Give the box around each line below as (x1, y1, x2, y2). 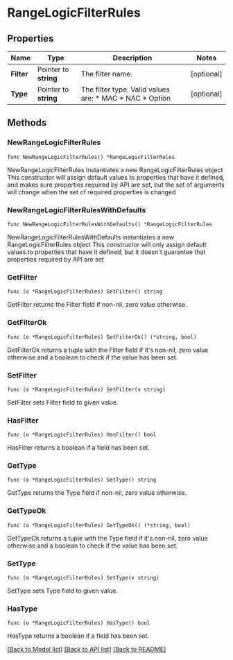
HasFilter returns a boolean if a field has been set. (7, 443, 150, 452)
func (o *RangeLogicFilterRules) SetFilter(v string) (7, 386, 166, 393)
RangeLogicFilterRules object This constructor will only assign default (7, 240, 207, 248)
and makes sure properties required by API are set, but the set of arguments (7, 180, 225, 189)
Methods (7, 117, 47, 129)
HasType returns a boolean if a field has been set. (7, 632, 150, 640)
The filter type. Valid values (80, 85, 170, 94)
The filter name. (80, 69, 133, 78)
